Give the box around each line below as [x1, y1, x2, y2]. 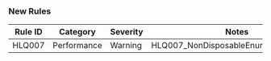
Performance [52, 40, 102, 51]
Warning [110, 40, 143, 51]
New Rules [8, 6, 52, 17]
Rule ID [15, 26, 43, 38]
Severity [110, 26, 144, 38]
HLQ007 [12, 40, 45, 51]
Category [59, 26, 97, 38]
